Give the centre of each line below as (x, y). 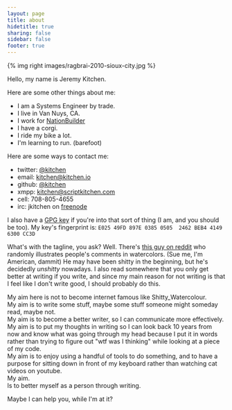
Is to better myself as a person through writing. (74, 385)
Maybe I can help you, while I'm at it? (60, 399)
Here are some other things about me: (61, 92)
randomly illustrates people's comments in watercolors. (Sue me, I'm (105, 254)
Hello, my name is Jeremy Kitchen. (57, 79)
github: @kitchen (42, 184)
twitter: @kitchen (42, 170)
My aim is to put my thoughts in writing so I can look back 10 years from (110, 326)
